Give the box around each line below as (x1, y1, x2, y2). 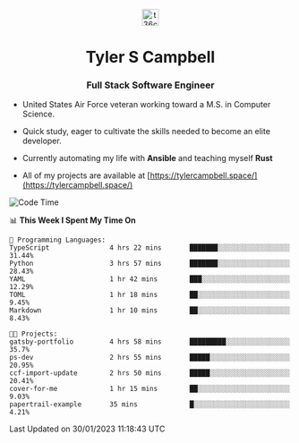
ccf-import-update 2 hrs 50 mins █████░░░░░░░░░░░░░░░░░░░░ (9, 369, 291, 378)
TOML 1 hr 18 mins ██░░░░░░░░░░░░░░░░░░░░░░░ (9, 291, 291, 300)
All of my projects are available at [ (21, 170, 150, 181)
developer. (21, 135, 62, 147)
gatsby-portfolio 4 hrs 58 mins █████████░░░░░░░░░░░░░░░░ (9, 337, 291, 346)
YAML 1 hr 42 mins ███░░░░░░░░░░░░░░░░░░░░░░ (9, 275, 291, 284)
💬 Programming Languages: (9, 235, 106, 245)
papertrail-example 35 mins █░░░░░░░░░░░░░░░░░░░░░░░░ (9, 400, 291, 409)
